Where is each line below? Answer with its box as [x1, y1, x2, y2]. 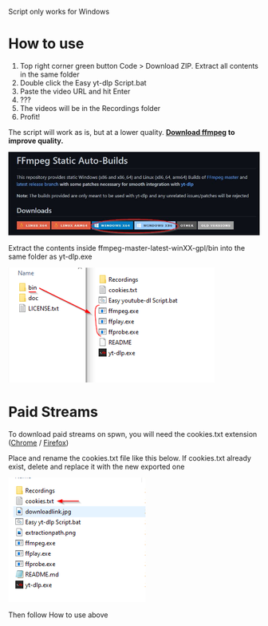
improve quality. [8, 136, 64, 145]
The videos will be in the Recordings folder [19, 103, 161, 113]
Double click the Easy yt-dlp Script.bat [19, 77, 147, 87]
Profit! [19, 112, 41, 121]
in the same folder [19, 69, 80, 79]
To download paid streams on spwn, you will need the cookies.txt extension [8, 429, 258, 438]
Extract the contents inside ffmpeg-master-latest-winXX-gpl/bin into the [8, 243, 246, 252]
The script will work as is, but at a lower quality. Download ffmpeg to [8, 127, 235, 137]
